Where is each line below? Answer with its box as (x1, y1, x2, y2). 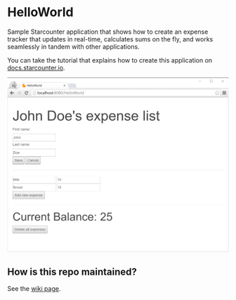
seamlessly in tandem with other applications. (7, 42, 140, 51)
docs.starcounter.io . (7, 63, 65, 72)
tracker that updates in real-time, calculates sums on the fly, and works (7, 34, 214, 43)
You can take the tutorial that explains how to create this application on (7, 56, 213, 64)
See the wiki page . (7, 284, 61, 292)
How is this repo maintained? (7, 266, 137, 278)
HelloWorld (7, 4, 74, 20)
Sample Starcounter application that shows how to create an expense (7, 27, 209, 36)
